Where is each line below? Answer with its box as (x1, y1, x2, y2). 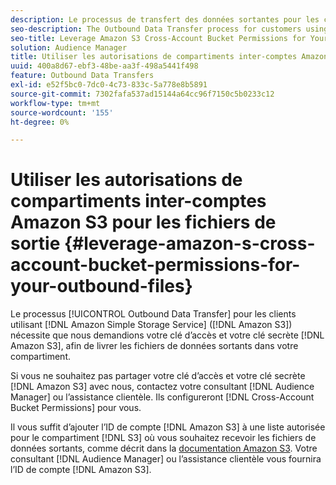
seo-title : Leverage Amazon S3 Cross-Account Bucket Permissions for (10, 33, 307, 43)
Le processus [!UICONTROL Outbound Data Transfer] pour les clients (10, 308, 297, 320)
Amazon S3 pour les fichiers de (10, 211, 277, 234)
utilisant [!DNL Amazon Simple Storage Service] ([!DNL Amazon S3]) (10, 319, 293, 331)
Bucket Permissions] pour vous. (10, 402, 142, 414)
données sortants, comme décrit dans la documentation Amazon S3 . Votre (10, 442, 318, 455)
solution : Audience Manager (10, 42, 128, 53)
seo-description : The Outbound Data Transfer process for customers (10, 24, 302, 34)
